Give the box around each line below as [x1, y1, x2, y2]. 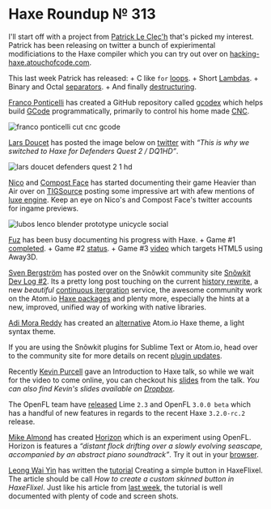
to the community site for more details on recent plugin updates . [8, 350, 222, 361]
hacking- [229, 49, 260, 58]
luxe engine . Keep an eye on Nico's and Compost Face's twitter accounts [8, 195, 252, 204]
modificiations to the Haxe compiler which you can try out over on [8, 49, 228, 58]
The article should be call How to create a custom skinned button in [8, 473, 235, 483]
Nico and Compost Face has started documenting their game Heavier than [8, 178, 256, 187]
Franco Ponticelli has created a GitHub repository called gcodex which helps [8, 97, 264, 107]
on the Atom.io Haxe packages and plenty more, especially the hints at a [8, 293, 250, 303]
